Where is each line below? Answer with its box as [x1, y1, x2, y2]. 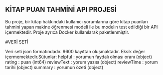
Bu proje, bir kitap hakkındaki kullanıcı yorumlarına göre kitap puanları [5, 18, 148, 24]
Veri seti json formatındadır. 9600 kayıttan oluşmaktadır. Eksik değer [5, 48, 146, 54]
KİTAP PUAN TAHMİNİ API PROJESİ [5, 5, 117, 14]
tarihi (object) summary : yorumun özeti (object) [5, 64, 104, 70]
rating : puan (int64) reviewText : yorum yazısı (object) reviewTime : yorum [5, 59, 158, 65]
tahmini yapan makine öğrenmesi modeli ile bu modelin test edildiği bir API [5, 24, 158, 30]
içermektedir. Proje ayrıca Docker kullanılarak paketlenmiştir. [5, 29, 130, 35]
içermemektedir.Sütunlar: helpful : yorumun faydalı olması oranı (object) [5, 54, 153, 60]
